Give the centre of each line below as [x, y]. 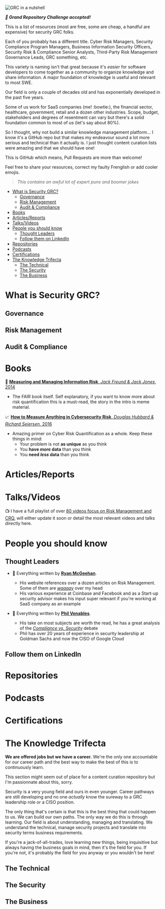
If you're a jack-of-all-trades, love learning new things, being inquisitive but [81, 842]
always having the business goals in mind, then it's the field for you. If [76, 848]
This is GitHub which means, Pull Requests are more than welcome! [74, 157]
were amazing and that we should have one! [50, 148]
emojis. [13, 172]
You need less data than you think [54, 454]
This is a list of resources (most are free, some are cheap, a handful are [78, 27]
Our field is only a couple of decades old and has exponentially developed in [83, 92]
